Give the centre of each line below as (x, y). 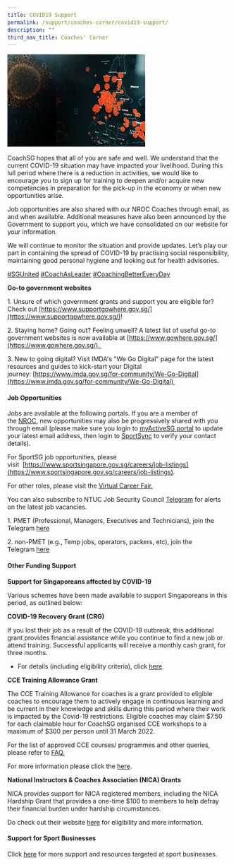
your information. (32, 232)
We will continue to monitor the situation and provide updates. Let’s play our (117, 246)
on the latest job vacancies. (47, 507)
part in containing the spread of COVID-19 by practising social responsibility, (118, 253)
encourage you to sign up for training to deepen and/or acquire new (106, 181)
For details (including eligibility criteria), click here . (91, 666)
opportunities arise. (36, 196)
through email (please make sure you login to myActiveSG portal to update (115, 428)
